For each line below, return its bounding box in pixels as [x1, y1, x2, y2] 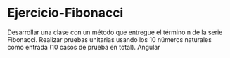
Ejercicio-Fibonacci [7, 5, 124, 21]
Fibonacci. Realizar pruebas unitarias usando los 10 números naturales [7, 35, 212, 43]
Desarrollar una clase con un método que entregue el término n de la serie [7, 28, 223, 36]
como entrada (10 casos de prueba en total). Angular [7, 43, 160, 51]
